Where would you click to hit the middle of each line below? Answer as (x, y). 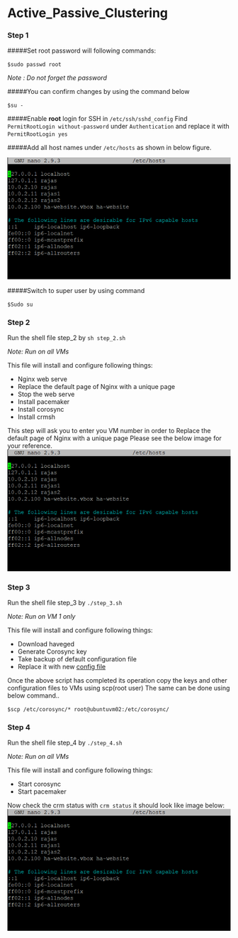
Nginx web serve (42, 379)
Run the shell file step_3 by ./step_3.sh (65, 603)
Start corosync (39, 784)
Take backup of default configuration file (77, 659)
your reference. (30, 446)
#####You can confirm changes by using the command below (98, 92)
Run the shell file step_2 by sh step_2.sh (67, 338)
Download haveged (46, 644)
